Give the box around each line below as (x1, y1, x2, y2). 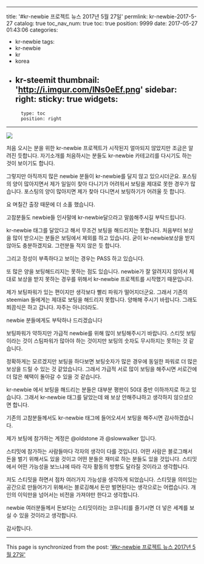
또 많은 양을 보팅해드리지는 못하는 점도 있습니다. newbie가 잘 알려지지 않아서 (6, 268, 188, 275)
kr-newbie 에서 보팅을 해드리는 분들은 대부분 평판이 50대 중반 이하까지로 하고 (6, 385, 190, 393)
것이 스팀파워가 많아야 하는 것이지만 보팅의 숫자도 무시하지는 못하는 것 (22, 337, 188, 344)
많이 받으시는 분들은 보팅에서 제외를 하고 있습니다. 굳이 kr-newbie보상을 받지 (12, 234, 195, 241)
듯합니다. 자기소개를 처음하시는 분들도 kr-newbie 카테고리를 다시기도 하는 (17, 152, 192, 159)
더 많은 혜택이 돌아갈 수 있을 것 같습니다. (6, 373, 102, 380)
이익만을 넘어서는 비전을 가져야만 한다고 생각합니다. (17, 491, 140, 498)
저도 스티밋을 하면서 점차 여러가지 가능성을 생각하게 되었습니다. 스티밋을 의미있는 (6, 476, 198, 483)
